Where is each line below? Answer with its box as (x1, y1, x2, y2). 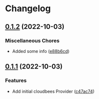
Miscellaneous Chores (5, 37, 60, 44)
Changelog (5, 3, 51, 14)
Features (5, 77, 27, 84)
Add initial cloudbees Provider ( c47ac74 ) (12, 88, 95, 94)
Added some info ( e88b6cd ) (12, 48, 70, 54)
